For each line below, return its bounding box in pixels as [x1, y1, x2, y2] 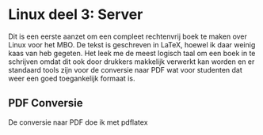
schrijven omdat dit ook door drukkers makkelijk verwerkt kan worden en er [8, 57, 255, 66]
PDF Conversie [8, 96, 83, 110]
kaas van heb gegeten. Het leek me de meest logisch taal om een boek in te [8, 48, 256, 58]
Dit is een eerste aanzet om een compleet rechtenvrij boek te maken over [8, 32, 248, 41]
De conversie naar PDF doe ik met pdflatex [8, 117, 148, 127]
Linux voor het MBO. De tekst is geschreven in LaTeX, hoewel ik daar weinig [8, 39, 256, 49]
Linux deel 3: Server [8, 6, 143, 24]
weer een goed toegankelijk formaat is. [8, 73, 135, 83]
